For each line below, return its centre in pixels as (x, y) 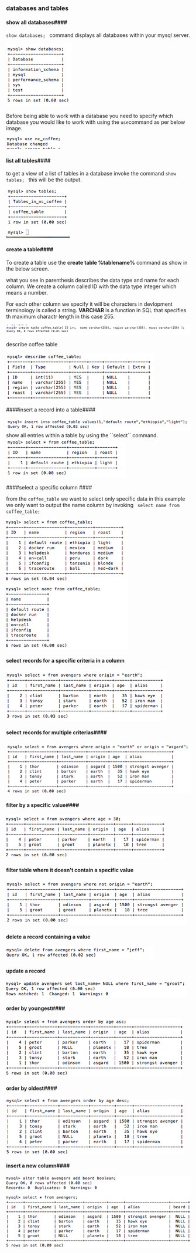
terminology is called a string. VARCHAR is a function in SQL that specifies (96, 310)
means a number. (27, 292)
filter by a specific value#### (43, 805)
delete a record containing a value (48, 937)
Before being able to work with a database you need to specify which (90, 116)
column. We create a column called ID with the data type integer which (91, 286)
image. (14, 129)
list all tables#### (28, 160)
